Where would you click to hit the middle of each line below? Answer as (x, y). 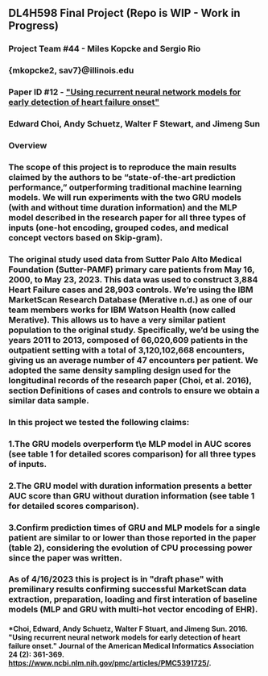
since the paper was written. (65, 557)
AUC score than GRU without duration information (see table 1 (132, 495)
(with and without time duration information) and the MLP (123, 207)
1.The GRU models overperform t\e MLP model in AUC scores (130, 444)
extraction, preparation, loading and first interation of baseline (133, 599)
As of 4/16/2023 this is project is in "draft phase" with (116, 579)
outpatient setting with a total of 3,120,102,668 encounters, (127, 350)
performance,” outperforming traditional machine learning (125, 187)
